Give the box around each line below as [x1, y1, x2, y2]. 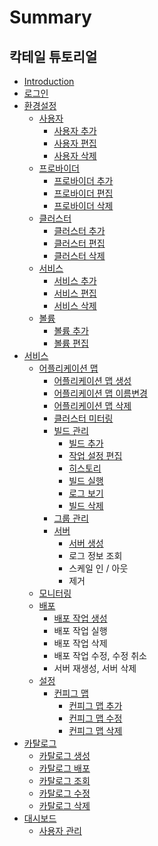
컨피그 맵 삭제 [68, 725, 123, 736]
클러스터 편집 [53, 237, 106, 249]
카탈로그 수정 [38, 787, 91, 799]
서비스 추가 [53, 275, 97, 286]
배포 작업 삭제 [53, 637, 108, 649]
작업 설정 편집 [68, 450, 123, 461]
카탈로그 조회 [38, 775, 91, 786]
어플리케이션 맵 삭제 [53, 400, 132, 411]
